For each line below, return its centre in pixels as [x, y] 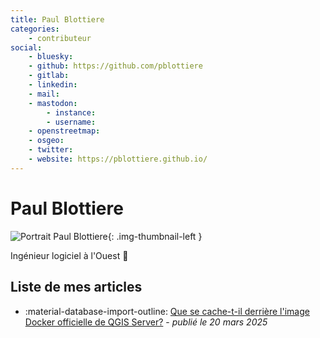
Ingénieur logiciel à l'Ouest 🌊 [69, 255]
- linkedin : [53, 85]
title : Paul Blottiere [57, 19]
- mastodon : [53, 103]
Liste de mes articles [76, 287]
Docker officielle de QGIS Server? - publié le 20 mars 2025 [146, 322]
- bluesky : [51, 57]
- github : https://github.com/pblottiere [115, 66]
